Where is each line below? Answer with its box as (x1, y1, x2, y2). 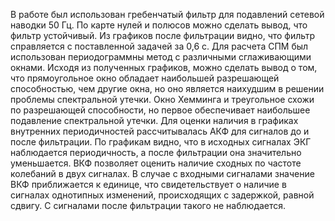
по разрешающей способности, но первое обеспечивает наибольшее (10, 104, 311, 116)
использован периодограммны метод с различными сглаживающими (10, 51, 312, 63)
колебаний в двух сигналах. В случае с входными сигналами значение (10, 168, 315, 179)
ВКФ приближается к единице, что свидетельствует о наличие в (10, 179, 287, 190)
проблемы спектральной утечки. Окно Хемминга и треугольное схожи (10, 94, 315, 105)
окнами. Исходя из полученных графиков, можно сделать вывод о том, (10, 62, 318, 73)
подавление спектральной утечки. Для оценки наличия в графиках (10, 115, 299, 126)
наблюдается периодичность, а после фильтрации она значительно (10, 147, 302, 158)
